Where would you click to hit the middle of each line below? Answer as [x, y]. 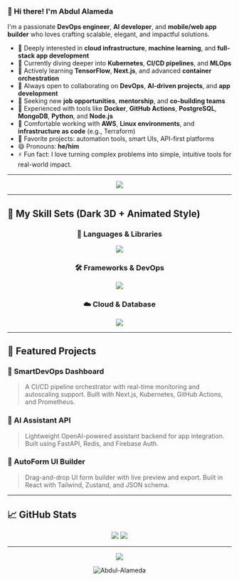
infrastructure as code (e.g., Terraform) [76, 132]
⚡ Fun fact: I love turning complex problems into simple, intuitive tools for [124, 154]
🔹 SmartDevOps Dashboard [56, 371]
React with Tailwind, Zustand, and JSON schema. [97, 485]
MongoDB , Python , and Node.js [65, 116]
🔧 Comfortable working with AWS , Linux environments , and [106, 124]
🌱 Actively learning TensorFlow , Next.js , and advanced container [115, 71]
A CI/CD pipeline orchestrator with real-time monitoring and [112, 387]
